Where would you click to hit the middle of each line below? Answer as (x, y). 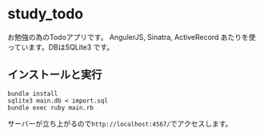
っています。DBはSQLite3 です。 (60, 47)
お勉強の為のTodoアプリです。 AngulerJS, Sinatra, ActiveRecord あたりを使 (132, 37)
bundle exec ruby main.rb (50, 108)
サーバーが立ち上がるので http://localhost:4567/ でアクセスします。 (120, 123)
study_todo (46, 14)
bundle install (33, 94)
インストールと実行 (55, 75)
